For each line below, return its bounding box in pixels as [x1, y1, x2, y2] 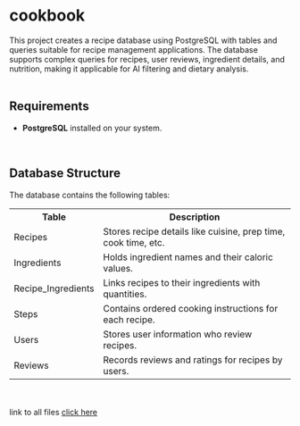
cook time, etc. [103, 236, 165, 248]
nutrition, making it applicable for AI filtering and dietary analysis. [9, 63, 249, 74]
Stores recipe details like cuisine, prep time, [103, 225, 286, 238]
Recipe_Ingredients [13, 282, 95, 295]
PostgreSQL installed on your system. [21, 122, 162, 133]
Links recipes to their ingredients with [103, 276, 261, 288]
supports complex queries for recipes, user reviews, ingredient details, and [9, 54, 286, 64]
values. [103, 262, 134, 274]
